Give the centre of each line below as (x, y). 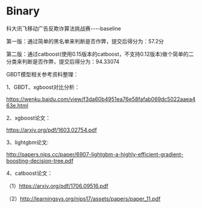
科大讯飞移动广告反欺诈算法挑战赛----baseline (64, 28)
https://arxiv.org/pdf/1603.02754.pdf (52, 130)
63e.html (17, 105)
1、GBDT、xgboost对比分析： (43, 87)
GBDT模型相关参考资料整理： (43, 74)
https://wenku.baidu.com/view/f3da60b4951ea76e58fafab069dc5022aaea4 (101, 99)
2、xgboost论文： (29, 118)
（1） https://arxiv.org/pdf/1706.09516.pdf (57, 186)
